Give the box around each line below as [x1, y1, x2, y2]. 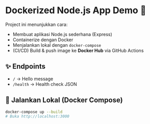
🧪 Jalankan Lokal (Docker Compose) [5, 96, 123, 105]
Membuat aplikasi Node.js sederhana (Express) [12, 31, 112, 37]
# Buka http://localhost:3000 [5, 114, 70, 119]
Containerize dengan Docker [12, 37, 73, 43]
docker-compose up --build [5, 109, 63, 114]
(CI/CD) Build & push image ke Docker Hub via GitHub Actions [12, 47, 144, 53]
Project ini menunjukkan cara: [5, 21, 68, 27]
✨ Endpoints [5, 62, 46, 71]
